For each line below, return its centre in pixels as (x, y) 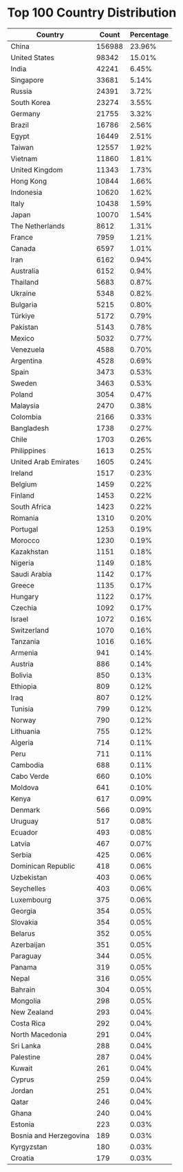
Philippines (28, 451)
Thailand (25, 282)
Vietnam (24, 158)
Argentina (26, 361)
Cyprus (22, 1079)
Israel (20, 618)
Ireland (22, 473)
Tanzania (25, 641)
